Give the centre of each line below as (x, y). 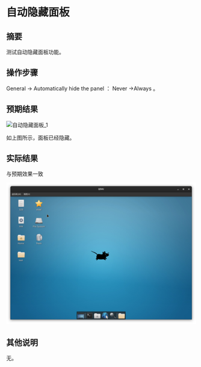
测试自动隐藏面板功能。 (35, 52)
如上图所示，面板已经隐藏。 (41, 137)
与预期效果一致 (25, 174)
